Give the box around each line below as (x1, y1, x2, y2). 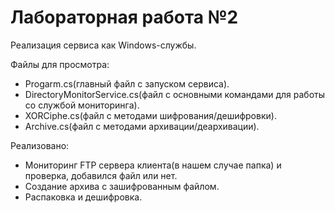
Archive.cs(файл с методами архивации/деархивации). (24, 120, 260, 132)
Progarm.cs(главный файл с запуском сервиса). (24, 77, 230, 90)
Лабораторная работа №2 (10, 6, 239, 29)
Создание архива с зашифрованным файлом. (24, 180, 220, 192)
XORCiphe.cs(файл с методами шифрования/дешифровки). (24, 109, 277, 121)
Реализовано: (10, 139, 70, 151)
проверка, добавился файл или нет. (24, 169, 178, 181)
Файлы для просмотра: (10, 58, 110, 70)
